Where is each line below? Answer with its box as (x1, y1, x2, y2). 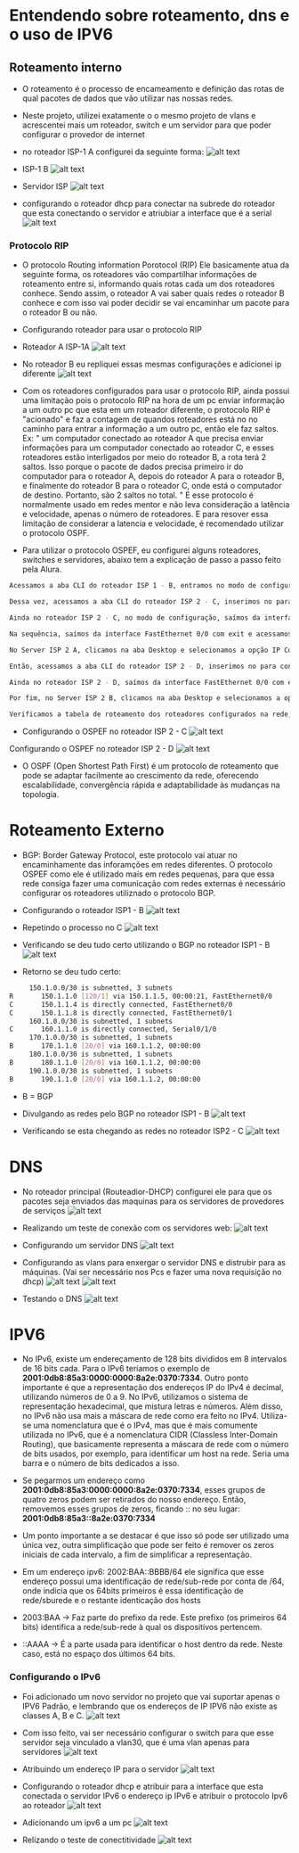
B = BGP (21, 1091, 53, 1101)
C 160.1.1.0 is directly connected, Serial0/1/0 (9, 1025, 217, 1034)
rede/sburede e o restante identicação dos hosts (21, 1595, 202, 1606)
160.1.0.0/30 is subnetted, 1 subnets (28, 1017, 174, 1025)
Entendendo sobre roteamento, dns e (9, 5, 290, 26)
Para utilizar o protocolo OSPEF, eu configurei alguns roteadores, (21, 545, 261, 556)
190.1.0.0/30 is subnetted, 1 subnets (28, 1067, 174, 1075)
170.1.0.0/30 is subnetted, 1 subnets (28, 1034, 174, 1042)
